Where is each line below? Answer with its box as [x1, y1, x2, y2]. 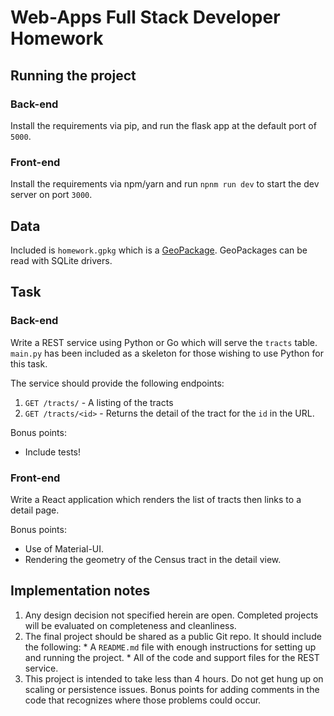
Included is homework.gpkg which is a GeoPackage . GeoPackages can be [10, 244, 308, 256]
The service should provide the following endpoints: [10, 377, 225, 389]
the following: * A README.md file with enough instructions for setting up [24, 641, 317, 653]
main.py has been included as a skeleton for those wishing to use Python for [10, 347, 324, 359]
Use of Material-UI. [24, 542, 105, 555]
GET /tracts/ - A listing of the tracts [24, 396, 174, 408]
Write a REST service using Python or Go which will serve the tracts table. [10, 336, 318, 348]
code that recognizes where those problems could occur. [24, 694, 262, 706]
